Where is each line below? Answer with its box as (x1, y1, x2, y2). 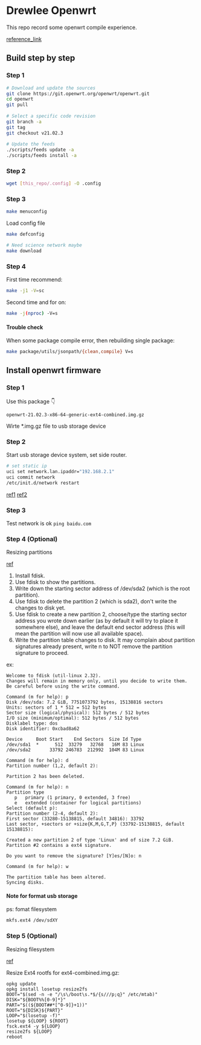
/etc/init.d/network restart (6, 480, 80, 486)
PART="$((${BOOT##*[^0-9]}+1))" (6, 1002, 88, 1008)
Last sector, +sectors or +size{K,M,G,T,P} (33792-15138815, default (6, 821, 185, 828)
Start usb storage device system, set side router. (6, 451, 127, 459)
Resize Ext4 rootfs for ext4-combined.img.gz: (6, 969, 120, 976)
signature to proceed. (14, 649, 69, 657)
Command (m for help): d (6, 758, 69, 764)
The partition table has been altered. (6, 874, 107, 880)
